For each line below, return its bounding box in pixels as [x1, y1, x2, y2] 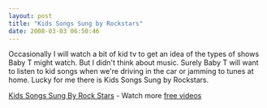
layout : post [8, 11, 53, 20]
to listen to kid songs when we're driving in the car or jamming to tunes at [8, 67, 254, 76]
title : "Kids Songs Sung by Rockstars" [8, 19, 144, 28]
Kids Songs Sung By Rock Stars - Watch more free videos [8, 91, 202, 101]
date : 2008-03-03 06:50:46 [8, 27, 100, 35]
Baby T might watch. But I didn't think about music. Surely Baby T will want [8, 58, 259, 67]
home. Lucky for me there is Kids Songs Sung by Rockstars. [8, 75, 209, 85]
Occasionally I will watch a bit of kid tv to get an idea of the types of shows [8, 50, 260, 59]
